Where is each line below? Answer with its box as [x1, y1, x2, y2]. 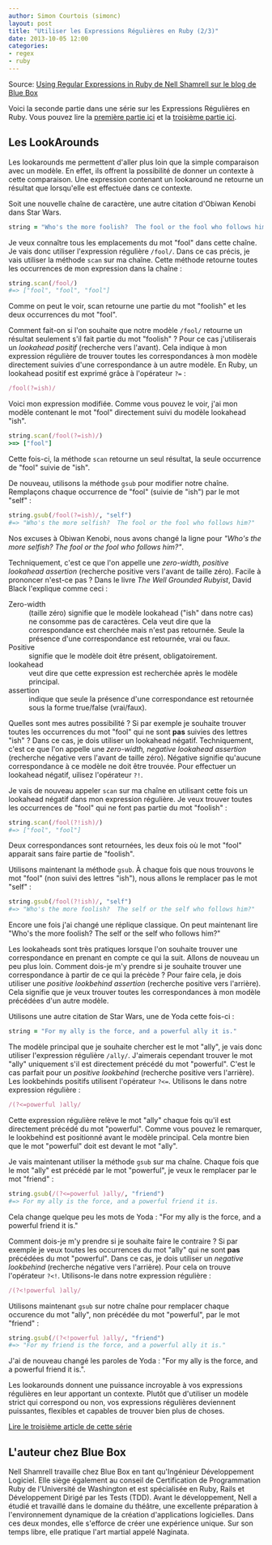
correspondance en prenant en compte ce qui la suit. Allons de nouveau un [8, 953, 260, 962]
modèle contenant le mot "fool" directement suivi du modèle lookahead [8, 408, 247, 417]
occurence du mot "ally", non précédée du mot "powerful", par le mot [8, 1309, 240, 1319]
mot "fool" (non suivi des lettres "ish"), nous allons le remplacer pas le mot [8, 873, 257, 883]
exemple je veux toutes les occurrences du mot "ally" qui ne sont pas [8, 1244, 240, 1254]
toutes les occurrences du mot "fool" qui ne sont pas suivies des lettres [8, 727, 249, 736]
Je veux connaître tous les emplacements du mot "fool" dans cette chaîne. [8, 237, 257, 247]
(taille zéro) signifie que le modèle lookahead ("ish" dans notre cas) [28, 608, 253, 617]
